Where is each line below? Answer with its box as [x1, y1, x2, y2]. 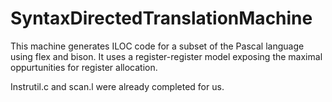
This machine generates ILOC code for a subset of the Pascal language [10, 40, 305, 52]
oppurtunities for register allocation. [10, 61, 158, 73]
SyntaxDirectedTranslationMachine [10, 7, 313, 30]
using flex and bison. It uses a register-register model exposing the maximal [10, 50, 323, 62]
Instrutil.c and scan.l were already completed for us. [10, 80, 225, 92]
